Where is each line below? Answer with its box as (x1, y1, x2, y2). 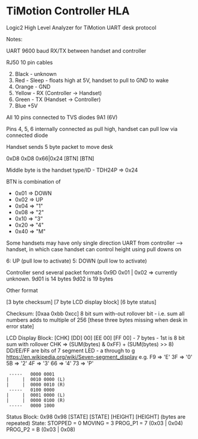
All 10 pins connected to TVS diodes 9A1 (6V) (6, 114, 118, 121)
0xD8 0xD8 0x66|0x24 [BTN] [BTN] (6, 154, 95, 162)
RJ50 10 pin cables (6, 59, 53, 66)
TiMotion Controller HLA (6, 4, 130, 18)
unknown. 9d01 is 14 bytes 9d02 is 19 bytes (6, 275, 114, 282)
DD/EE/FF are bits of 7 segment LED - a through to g (6, 347, 135, 354)
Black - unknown (14, 70, 57, 77)
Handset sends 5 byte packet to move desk (6, 143, 114, 150)
